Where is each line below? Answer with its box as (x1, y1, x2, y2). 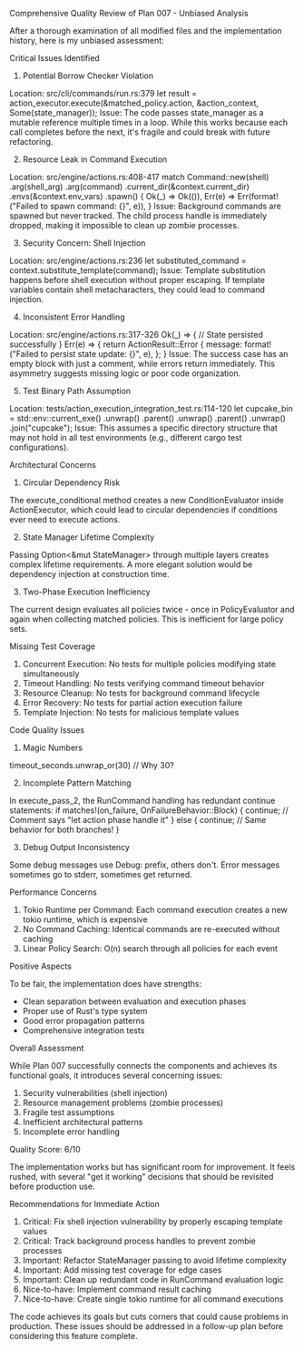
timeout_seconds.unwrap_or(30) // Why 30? (9, 760, 174, 770)
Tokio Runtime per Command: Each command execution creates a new (22, 905, 289, 915)
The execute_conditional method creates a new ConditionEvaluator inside (9, 495, 284, 505)
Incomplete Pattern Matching (22, 777, 132, 788)
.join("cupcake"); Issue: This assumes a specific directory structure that (9, 422, 279, 433)
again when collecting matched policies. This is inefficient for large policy (9, 614, 284, 624)
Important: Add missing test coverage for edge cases (22, 1264, 222, 1275)
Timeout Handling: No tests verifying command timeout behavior (22, 678, 265, 688)
